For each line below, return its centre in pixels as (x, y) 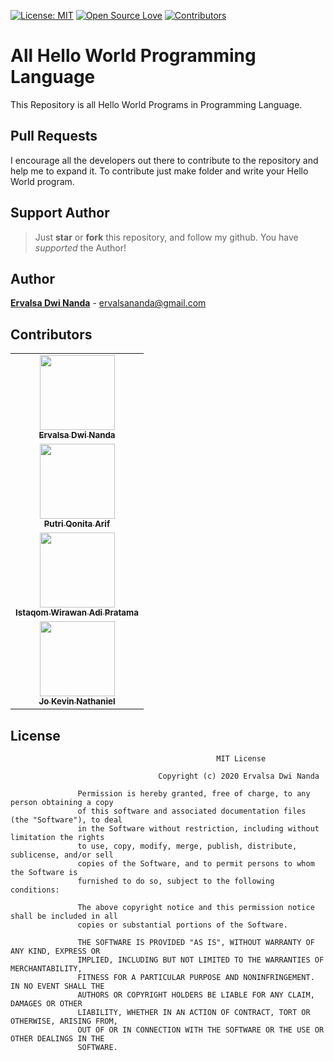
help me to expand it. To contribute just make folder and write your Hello (159, 171)
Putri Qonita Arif (77, 524)
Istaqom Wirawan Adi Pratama (77, 613)
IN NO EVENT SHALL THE (57, 986)
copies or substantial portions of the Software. (182, 925)
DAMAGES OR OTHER (46, 1004)
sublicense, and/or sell (62, 855)
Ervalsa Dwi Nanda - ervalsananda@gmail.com (108, 303)
